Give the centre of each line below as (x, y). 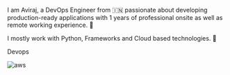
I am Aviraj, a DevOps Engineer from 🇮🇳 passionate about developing (107, 10)
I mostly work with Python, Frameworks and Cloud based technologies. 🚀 (112, 38)
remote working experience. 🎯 (50, 25)
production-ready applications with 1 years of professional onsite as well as (115, 18)
